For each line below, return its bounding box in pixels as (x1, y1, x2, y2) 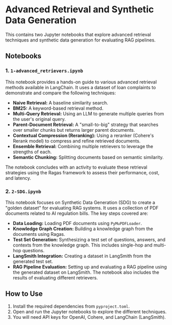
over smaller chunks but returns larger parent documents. (12, 127, 135, 133)
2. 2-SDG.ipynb (5, 188, 42, 195)
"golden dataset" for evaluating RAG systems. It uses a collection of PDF (5, 205, 159, 211)
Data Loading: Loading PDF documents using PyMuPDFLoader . (12, 220, 142, 226)
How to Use (5, 290, 43, 298)
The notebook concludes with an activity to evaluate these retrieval (5, 164, 147, 170)
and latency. (5, 175, 31, 181)
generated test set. (12, 258, 53, 265)
